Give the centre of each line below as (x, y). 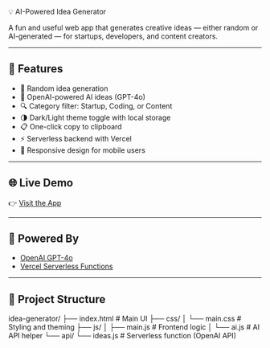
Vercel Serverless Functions (66, 266)
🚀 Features (36, 69)
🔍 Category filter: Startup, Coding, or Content (96, 106)
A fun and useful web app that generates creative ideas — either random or (133, 28)
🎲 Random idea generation (64, 88)
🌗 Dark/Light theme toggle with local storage (95, 117)
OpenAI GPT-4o (47, 258)
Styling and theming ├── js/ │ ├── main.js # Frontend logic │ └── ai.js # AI (134, 327)
